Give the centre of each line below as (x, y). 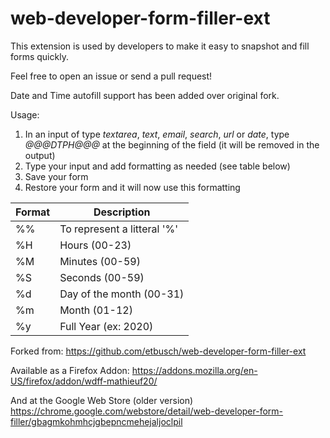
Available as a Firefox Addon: (70, 370)
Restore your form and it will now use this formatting (132, 187)
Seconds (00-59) (102, 277)
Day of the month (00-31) (122, 294)
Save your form (56, 176)
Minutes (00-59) (100, 261)
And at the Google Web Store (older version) (102, 400)
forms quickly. (39, 56)
